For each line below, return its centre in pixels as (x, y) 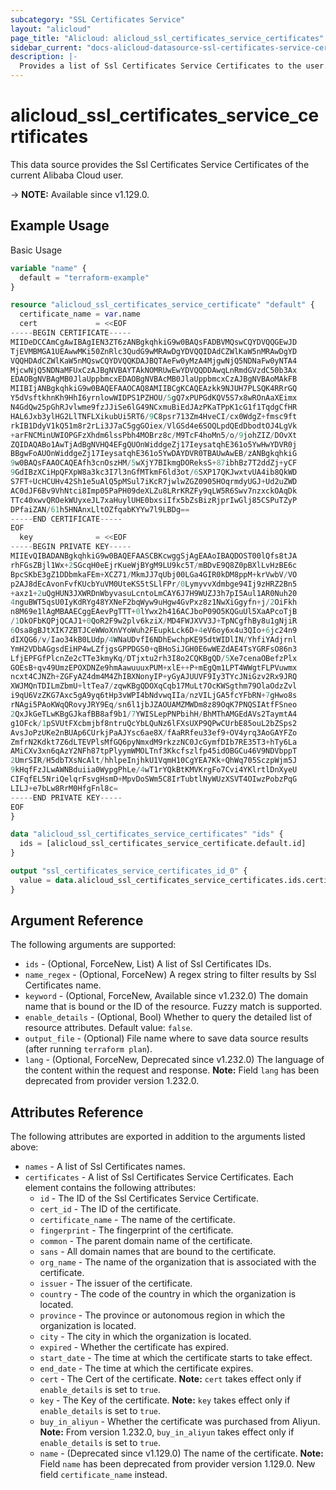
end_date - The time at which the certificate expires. (146, 1368)
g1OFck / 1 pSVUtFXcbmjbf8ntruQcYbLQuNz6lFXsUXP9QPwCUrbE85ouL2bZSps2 (154, 723)
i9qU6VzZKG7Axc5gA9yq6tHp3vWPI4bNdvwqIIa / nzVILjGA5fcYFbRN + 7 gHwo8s (154, 696)
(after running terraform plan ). (88, 1049)
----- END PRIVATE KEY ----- (66, 797)
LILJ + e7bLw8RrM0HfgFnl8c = (64, 788)
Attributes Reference (77, 1112)
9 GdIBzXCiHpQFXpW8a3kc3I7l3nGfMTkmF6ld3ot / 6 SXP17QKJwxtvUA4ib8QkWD (154, 472)
